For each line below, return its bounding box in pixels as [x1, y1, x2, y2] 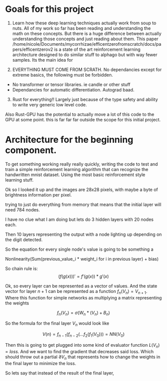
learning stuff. [5, 177, 34, 183]
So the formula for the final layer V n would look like [5, 320, 109, 328]
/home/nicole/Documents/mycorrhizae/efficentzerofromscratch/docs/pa [12, 41, 162, 47]
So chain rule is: [5, 265, 38, 272]
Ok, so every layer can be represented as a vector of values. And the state [5, 283, 158, 289]
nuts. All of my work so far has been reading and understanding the [12, 25, 151, 31]
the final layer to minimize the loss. [5, 360, 76, 366]
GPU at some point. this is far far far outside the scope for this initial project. [5, 116, 161, 122]
